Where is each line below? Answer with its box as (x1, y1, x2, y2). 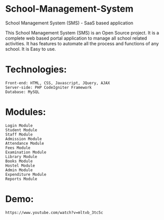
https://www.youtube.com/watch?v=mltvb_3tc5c (5, 210, 103, 215)
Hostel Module (5, 163, 36, 168)
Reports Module (5, 176, 38, 181)
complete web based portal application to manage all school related (5, 35, 147, 41)
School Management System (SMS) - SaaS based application (5, 20, 134, 26)
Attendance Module (5, 141, 44, 146)
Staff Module (5, 132, 33, 137)
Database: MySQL (5, 89, 40, 95)
